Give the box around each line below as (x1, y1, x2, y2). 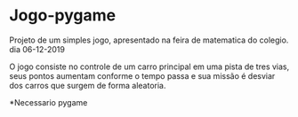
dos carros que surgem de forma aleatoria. (9, 80, 166, 90)
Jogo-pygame (9, 5, 117, 26)
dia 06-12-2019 (9, 43, 65, 54)
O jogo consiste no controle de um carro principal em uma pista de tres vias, (9, 61, 290, 72)
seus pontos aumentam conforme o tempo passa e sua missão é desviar (9, 70, 276, 81)
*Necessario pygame (9, 97, 88, 107)
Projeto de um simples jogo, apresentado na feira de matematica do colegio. (9, 35, 289, 45)
